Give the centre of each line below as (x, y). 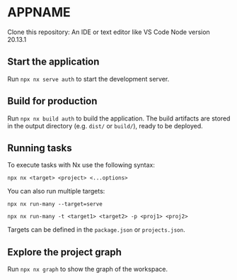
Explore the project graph (64, 252)
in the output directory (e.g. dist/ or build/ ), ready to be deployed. (105, 125)
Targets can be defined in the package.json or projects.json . (96, 230)
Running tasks (40, 148)
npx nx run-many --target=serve (55, 204)
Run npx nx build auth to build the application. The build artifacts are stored (119, 118)
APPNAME (39, 12)
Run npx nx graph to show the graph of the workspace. (88, 269)
